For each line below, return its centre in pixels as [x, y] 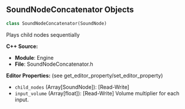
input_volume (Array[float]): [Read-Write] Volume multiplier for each [97, 93]
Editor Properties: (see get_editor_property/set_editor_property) [85, 75]
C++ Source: [22, 46]
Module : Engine [34, 57]
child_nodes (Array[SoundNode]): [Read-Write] [72, 87]
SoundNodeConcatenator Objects [70, 10]
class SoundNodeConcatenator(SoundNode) [57, 23]
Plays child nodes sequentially [43, 34]
